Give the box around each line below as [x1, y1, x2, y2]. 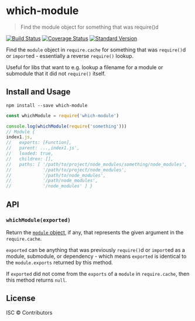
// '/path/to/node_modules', [6, 172, 107, 178]
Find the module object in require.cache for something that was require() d [6, 46, 186, 53]
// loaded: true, [6, 151, 54, 156]
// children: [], [6, 156, 54, 162]
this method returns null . [6, 276, 67, 284]
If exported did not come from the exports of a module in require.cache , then [6, 270, 190, 277]
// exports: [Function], [6, 139, 72, 146]
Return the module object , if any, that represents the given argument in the [6, 228, 184, 235]
